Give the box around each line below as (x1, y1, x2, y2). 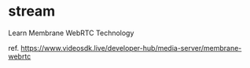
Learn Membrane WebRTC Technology (8, 28, 134, 38)
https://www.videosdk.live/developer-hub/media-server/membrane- (20, 43, 242, 52)
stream (8, 2, 56, 20)
